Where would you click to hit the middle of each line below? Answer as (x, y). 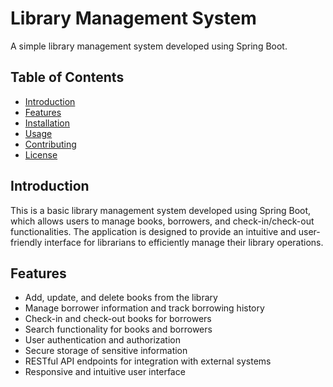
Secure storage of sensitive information (106, 351)
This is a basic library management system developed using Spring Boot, (161, 210)
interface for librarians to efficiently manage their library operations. (184, 242)
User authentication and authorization (103, 340)
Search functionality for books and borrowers (118, 329)
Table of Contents (67, 77)
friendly (26, 242)
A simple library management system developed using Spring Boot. (149, 46)
